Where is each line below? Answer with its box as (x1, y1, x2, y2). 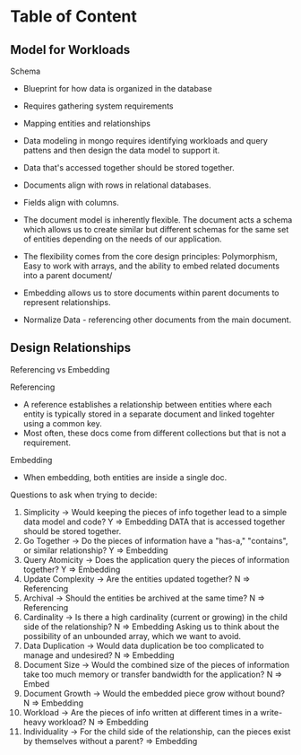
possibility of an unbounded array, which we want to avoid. (22, 630, 241, 641)
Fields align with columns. (22, 198, 120, 207)
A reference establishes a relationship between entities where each (22, 399, 272, 409)
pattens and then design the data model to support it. (22, 145, 220, 155)
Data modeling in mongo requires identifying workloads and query (22, 136, 268, 145)
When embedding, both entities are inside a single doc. (22, 471, 228, 482)
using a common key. (22, 417, 102, 428)
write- (260, 707, 283, 717)
